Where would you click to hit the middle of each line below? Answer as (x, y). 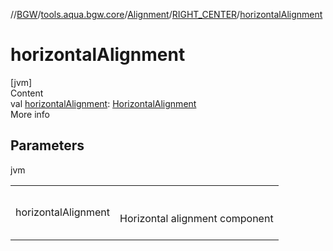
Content (27, 93)
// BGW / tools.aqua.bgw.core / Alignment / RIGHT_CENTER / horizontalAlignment (166, 14)
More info (30, 114)
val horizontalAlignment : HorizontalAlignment (103, 103)
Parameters (47, 145)
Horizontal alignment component (196, 218)
